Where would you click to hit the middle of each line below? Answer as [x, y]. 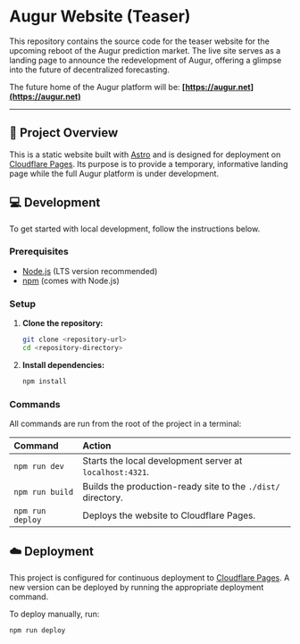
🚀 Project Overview [64, 133]
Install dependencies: [63, 364]
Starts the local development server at [162, 461]
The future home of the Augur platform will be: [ [97, 87]
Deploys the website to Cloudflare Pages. [169, 515]
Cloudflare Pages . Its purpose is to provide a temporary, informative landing [149, 163]
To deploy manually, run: [54, 614]
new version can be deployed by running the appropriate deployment [137, 587]
